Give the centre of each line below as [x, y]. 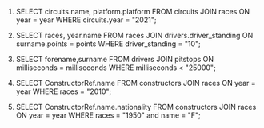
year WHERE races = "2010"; [64, 91]
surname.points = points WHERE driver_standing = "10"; [108, 44]
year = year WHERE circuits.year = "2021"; [86, 20]
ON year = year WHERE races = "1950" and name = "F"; [108, 115]
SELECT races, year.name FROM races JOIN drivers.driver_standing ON [134, 35]
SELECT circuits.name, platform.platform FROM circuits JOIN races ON [133, 12]
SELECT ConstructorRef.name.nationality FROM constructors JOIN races [136, 107]
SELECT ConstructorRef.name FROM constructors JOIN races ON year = [136, 83]
